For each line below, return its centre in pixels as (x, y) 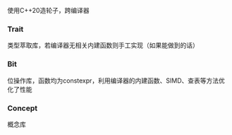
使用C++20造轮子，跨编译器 (48, 10)
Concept (22, 108)
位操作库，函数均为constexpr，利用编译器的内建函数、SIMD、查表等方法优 (116, 81)
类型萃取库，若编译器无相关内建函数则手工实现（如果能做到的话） (103, 45)
